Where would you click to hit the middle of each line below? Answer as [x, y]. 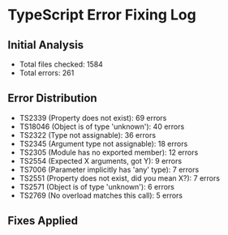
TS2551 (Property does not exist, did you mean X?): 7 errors [120, 178]
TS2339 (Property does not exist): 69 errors [93, 117]
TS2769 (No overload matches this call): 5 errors [101, 195]
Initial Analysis [46, 45]
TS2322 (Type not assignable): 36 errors [87, 135]
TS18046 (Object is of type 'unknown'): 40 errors [102, 126]
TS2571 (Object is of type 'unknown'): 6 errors [97, 186]
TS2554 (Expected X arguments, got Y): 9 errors [101, 160]
